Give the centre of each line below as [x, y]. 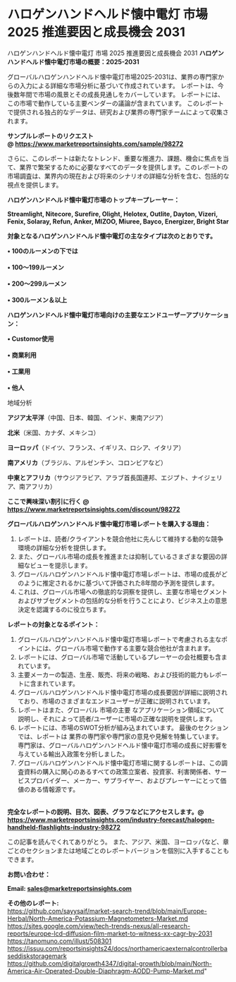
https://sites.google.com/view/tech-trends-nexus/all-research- [99, 926]
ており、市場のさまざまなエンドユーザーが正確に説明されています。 [116, 701]
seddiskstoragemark [37, 956]
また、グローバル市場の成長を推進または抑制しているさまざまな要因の [119, 556]
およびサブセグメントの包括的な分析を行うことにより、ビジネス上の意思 [122, 600]
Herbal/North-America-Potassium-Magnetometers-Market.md [98, 919]
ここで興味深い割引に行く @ [48, 501]
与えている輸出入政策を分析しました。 [73, 754]
